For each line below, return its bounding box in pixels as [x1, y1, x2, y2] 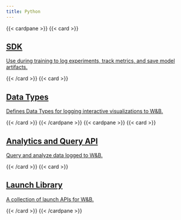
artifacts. [6, 64, 28, 71]
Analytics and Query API [6, 136, 98, 146]
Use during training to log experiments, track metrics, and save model [6, 57, 175, 65]
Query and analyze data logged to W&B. [6, 152, 103, 159]
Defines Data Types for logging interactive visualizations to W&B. [6, 108, 163, 115]
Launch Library [6, 180, 63, 190]
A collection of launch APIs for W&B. [6, 195, 94, 203]
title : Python [6, 8, 41, 15]
